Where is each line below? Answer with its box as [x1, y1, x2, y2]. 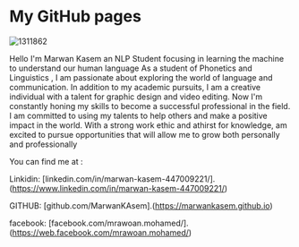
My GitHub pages [9, 6, 141, 27]
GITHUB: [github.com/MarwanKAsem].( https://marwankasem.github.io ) [9, 200, 273, 211]
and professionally [9, 139, 78, 149]
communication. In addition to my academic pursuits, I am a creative [9, 81, 261, 92]
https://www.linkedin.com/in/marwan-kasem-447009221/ [12, 183, 226, 193]
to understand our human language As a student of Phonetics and [9, 63, 252, 73]
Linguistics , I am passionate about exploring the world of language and [9, 72, 273, 82]
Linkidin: [9, 173, 40, 184]
